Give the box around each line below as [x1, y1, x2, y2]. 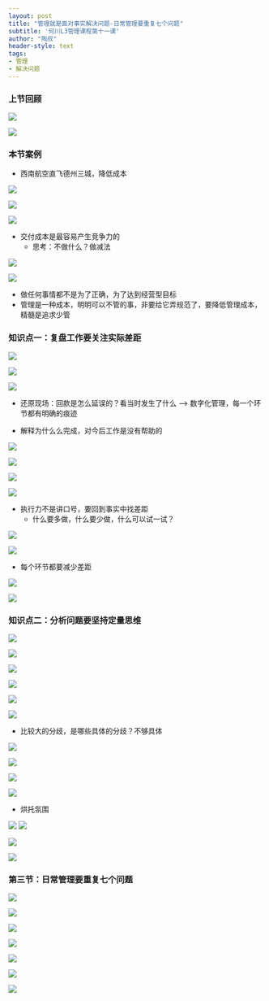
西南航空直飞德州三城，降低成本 [19, 168, 127, 179]
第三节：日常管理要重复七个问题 [8, 873, 134, 885]
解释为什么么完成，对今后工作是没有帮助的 [19, 425, 163, 435]
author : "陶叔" [8, 34, 58, 43]
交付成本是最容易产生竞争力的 [19, 232, 120, 242]
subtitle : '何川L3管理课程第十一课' [8, 27, 120, 35]
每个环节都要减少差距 [19, 562, 92, 572]
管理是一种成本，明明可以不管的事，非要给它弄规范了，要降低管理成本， [19, 300, 262, 310]
